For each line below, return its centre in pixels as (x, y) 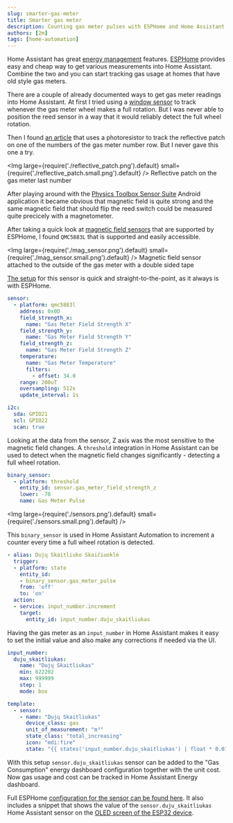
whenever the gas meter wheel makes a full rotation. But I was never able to (115, 110)
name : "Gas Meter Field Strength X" (78, 324)
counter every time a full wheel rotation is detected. (81, 542)
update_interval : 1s (49, 395)
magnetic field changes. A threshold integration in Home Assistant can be (113, 447)
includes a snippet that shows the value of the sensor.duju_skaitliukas (110, 805)
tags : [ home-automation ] (43, 40)
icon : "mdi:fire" (51, 743)
